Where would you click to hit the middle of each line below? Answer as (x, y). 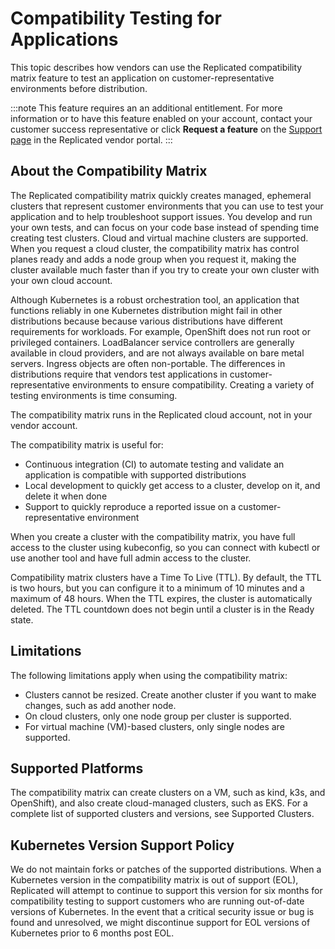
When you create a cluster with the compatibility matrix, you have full (153, 536)
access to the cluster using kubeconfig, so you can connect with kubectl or (165, 547)
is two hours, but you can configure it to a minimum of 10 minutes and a (157, 588)
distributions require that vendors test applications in (119, 374)
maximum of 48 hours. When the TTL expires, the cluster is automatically (161, 598)
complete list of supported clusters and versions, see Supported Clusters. (162, 814)
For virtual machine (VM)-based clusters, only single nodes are (154, 726)
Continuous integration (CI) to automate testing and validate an (154, 464)
